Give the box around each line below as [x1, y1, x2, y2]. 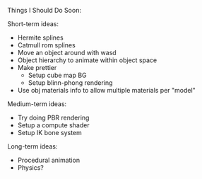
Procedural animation [17, 156, 80, 164]
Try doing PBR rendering [17, 113, 90, 122]
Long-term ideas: [7, 142, 58, 151]
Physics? [17, 163, 44, 172]
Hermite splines [17, 33, 64, 42]
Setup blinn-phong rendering [28, 79, 113, 87]
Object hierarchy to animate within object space [17, 56, 158, 64]
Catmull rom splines [17, 41, 76, 49]
